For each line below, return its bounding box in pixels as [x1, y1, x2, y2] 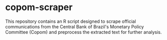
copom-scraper [5, 2, 73, 13]
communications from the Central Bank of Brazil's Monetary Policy [5, 23, 144, 29]
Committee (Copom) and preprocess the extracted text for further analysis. [5, 29, 162, 35]
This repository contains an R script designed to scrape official [5, 18, 136, 24]
